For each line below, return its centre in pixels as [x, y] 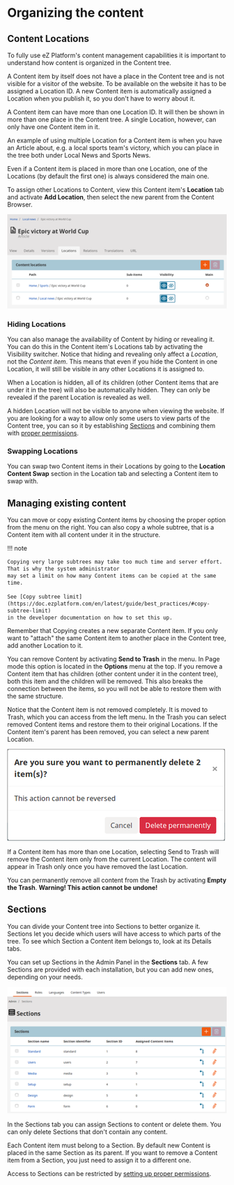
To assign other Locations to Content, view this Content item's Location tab [116, 189]
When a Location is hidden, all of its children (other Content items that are [113, 382]
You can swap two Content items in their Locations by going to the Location [116, 466]
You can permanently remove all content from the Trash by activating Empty [117, 880]
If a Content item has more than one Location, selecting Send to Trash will [113, 851]
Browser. [20, 204]
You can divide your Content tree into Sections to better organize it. [104, 926]
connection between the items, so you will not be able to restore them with [114, 688]
